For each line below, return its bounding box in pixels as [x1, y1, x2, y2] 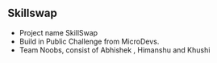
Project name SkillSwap [19, 27, 98, 37]
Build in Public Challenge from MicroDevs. [19, 36, 160, 46]
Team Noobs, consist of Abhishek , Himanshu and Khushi [19, 44, 211, 55]
